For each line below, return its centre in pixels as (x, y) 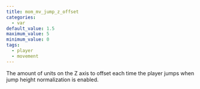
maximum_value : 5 (28, 34)
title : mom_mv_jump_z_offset (43, 12)
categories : (21, 17)
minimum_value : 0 (28, 39)
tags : (13, 45)
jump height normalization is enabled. (52, 79)
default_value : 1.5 (31, 28)
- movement (25, 56)
